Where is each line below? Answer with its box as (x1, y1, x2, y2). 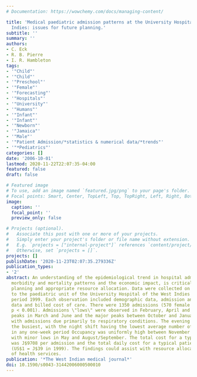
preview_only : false (11, 215, 62, 221)
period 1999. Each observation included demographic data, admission (11, 297, 185, 303)
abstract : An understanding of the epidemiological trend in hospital (6, 275, 182, 281)
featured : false (6, 167, 46, 172)
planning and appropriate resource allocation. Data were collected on (11, 286, 191, 291)
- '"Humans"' (6, 106, 38, 112)
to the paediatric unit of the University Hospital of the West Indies (11, 291, 191, 297)
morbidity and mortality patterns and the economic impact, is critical (11, 280, 193, 286)
